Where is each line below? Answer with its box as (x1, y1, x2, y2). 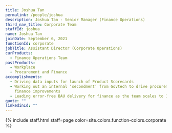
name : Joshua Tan (5, 31, 42, 36)
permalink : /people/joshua (5, 12, 63, 17)
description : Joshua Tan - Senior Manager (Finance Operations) (5, 17, 145, 22)
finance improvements (14, 88, 60, 94)
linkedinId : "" (5, 103, 38, 108)
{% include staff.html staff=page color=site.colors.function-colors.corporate (5, 117, 166, 123)
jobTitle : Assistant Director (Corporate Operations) (5, 46, 123, 51)
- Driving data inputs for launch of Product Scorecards (10, 79, 134, 84)
